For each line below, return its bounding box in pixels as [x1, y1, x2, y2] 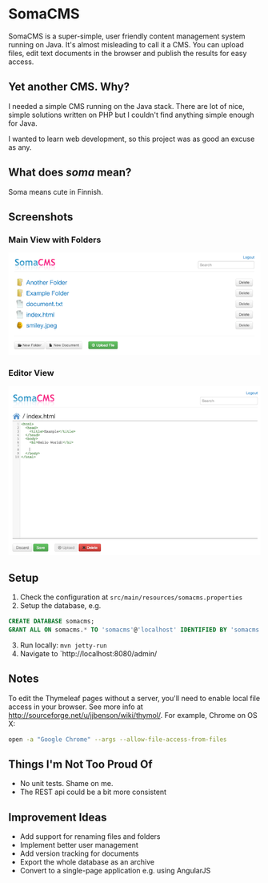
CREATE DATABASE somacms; [8, 618, 94, 626]
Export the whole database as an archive [19, 857, 154, 867]
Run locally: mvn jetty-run [19, 640, 107, 650]
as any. [8, 142, 32, 152]
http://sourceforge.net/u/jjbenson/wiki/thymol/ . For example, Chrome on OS [8, 710, 258, 720]
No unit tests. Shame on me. [19, 779, 114, 788]
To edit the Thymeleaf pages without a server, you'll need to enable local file [8, 693, 261, 703]
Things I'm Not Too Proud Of [8, 757, 154, 771]
